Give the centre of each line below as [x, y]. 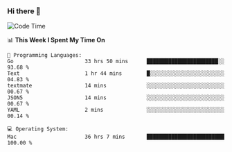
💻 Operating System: [38, 129]
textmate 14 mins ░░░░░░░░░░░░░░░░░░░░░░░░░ [116, 86]
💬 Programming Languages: [44, 56]
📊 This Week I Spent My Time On [56, 40]
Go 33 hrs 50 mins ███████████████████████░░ [116, 62]
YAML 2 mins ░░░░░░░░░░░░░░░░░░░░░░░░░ [116, 110]
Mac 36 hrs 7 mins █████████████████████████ [116, 137]
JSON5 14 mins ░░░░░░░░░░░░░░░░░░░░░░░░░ [116, 98]
